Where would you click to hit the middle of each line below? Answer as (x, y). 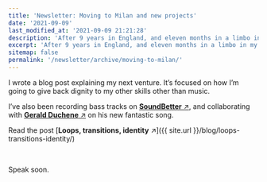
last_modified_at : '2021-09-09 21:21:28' (78, 30)
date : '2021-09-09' (41, 23)
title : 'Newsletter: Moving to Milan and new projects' (103, 15)
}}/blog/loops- (217, 130)
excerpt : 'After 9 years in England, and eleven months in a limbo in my (133, 45)
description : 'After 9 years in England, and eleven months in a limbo (129, 38)
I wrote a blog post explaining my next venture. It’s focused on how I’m (124, 82)
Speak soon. (29, 169)
